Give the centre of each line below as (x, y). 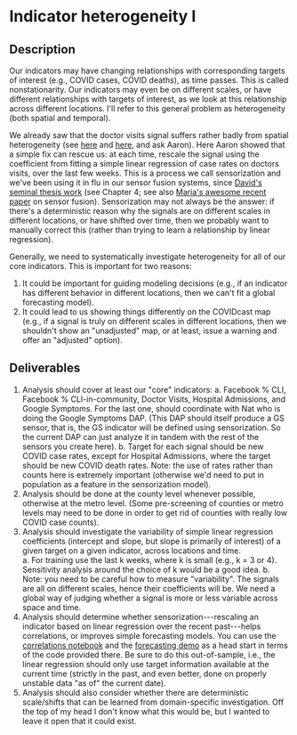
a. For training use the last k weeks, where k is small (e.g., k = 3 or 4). (149, 559)
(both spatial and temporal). (60, 118)
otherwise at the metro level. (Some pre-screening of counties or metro (153, 503)
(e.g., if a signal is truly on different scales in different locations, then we (154, 321)
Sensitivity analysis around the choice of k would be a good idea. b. (146, 569)
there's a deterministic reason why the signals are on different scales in (140, 211)
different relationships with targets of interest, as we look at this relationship (148, 99)
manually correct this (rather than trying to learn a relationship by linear (140, 230)
